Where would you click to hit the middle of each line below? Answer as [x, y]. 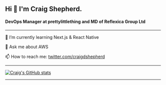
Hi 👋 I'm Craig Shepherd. [44, 9]
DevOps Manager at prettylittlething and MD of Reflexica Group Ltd [75, 21]
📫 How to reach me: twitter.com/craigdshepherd [55, 57]
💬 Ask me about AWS [27, 47]
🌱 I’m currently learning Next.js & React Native [52, 37]
